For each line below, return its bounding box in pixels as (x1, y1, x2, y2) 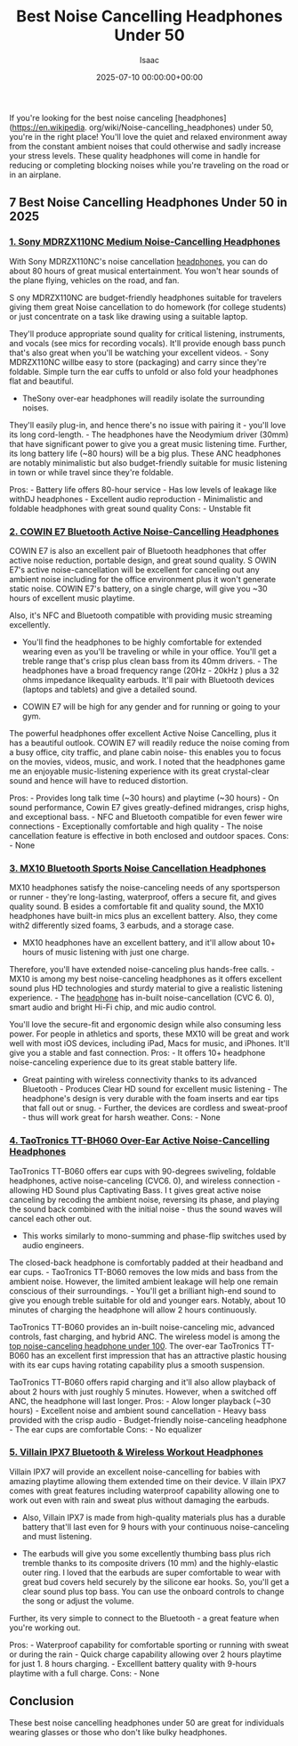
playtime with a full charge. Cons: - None (9, 1668, 160, 1678)
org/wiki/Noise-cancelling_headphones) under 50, (88, 122, 274, 133)
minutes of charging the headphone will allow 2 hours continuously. (9, 1304, 257, 1315)
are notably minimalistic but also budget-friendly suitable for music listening (9, 457, 287, 468)
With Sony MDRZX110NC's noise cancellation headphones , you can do (9, 256, 269, 266)
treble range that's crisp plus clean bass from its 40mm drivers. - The (21, 655, 278, 666)
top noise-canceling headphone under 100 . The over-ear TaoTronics (9, 1340, 260, 1351)
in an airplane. (9, 169, 61, 180)
